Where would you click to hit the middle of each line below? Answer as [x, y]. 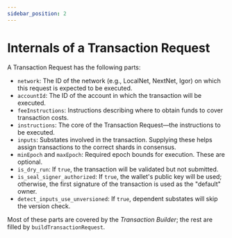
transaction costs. [43, 117]
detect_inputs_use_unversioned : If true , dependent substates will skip [117, 198]
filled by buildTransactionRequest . [56, 227]
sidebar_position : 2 [37, 14]
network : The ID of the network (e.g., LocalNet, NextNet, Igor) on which [119, 80]
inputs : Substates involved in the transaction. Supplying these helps [115, 139]
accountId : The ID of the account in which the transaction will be [109, 95]
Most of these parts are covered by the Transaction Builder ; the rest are [110, 219]
